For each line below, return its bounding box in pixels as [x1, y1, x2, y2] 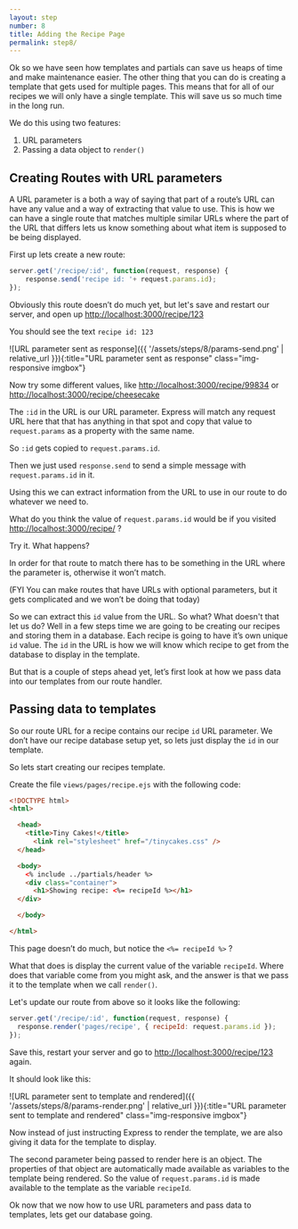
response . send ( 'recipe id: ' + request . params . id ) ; [25, 274, 217, 284]
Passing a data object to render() [21, 145, 145, 155]
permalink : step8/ [9, 37, 77, 47]
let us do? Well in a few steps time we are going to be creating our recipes [9, 620, 280, 631]
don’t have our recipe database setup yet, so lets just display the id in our [9, 735, 279, 745]
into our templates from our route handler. [9, 676, 163, 686]
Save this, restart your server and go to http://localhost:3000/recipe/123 [9, 1046, 274, 1058]
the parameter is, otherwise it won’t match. [9, 567, 166, 577]
